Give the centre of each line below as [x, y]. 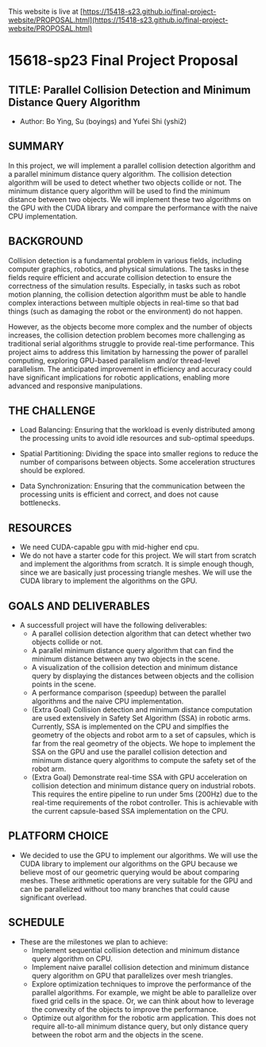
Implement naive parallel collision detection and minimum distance [141, 967]
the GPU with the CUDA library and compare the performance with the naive [133, 208]
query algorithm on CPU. [72, 959]
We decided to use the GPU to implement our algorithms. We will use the [139, 855]
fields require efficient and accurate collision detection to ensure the [120, 277]
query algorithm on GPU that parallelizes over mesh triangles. [132, 975]
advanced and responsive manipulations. [75, 386]
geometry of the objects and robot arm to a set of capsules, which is [144, 735]
